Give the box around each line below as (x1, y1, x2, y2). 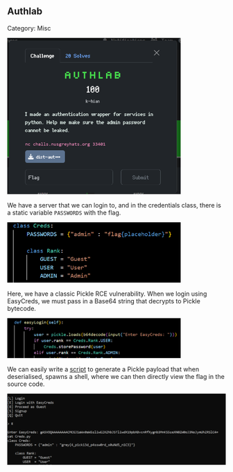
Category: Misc (7, 24, 51, 32)
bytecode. (7, 304, 37, 312)
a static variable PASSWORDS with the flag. (7, 208, 121, 217)
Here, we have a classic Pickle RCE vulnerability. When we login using (7, 289, 207, 298)
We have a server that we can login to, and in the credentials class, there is (7, 201, 222, 209)
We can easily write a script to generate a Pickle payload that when (7, 364, 200, 373)
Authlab (7, 6, 43, 17)
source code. (7, 380, 45, 388)
